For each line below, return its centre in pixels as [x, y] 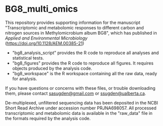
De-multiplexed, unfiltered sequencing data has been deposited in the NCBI [82, 103]
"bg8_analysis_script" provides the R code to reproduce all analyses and [85, 53]
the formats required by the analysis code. [48, 118]
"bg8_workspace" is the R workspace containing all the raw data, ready [84, 73]
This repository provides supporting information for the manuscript [73, 22]
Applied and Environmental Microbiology [46, 38]
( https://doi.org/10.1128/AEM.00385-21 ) [45, 43]
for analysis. [25, 79]
